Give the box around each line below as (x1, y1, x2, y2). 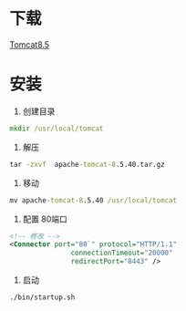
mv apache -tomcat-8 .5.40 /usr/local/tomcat (9, 195, 178, 205)
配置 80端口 (22, 213, 68, 224)
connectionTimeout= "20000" (70, 248, 173, 258)
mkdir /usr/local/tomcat (9, 124, 104, 133)
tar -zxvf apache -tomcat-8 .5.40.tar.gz (9, 160, 166, 169)
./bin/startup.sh (9, 293, 76, 302)
